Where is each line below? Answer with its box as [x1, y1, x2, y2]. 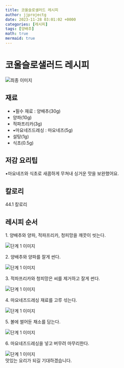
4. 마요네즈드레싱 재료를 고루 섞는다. [5, 297, 77, 303]
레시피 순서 [5, 217, 38, 227]
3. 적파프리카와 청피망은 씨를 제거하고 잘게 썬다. [5, 275, 100, 281]
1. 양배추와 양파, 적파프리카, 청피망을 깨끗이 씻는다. [5, 232, 106, 238]
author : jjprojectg [5, 12, 47, 17]
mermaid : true [5, 36, 36, 41]
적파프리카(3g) [12, 121, 42, 127]
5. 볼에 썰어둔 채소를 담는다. [5, 319, 61, 325]
